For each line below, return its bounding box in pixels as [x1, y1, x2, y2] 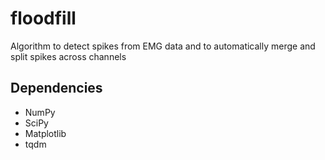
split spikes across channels [10, 50, 127, 62]
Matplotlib [24, 127, 67, 139]
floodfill [10, 7, 77, 30]
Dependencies [10, 80, 103, 97]
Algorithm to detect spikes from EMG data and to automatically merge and [10, 40, 316, 52]
